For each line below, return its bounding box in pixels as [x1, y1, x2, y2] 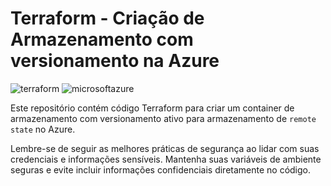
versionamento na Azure [10, 50, 220, 72]
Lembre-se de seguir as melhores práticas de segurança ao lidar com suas [10, 142, 320, 154]
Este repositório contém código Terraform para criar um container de [10, 102, 295, 114]
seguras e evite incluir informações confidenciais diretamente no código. [10, 163, 312, 176]
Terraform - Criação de [10, 7, 205, 30]
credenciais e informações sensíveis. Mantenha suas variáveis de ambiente [10, 153, 322, 165]
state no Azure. [10, 123, 76, 135]
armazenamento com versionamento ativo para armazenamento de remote [10, 112, 317, 124]
